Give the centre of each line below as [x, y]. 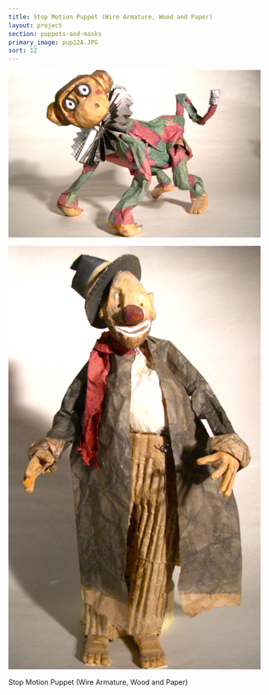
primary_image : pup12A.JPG [53, 42]
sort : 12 [23, 51]
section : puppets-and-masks [55, 34]
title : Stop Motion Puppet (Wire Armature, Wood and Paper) [111, 17]
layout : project [35, 25]
